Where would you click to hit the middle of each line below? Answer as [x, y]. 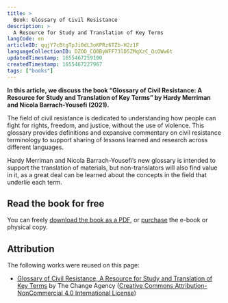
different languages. [35, 147]
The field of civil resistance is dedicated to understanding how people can [112, 118]
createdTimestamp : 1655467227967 [55, 64]
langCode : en [26, 39]
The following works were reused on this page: [73, 265]
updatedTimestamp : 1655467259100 [55, 58]
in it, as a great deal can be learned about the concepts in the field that [107, 174]
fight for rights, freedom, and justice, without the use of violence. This [106, 125]
